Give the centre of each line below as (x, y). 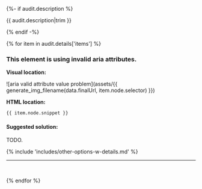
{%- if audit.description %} (40, 9)
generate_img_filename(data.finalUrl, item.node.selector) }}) (81, 90)
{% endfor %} (23, 181)
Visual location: (26, 72)
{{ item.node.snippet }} (37, 113)
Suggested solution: (32, 126)
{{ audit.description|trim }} (39, 20)
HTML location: (26, 102)
